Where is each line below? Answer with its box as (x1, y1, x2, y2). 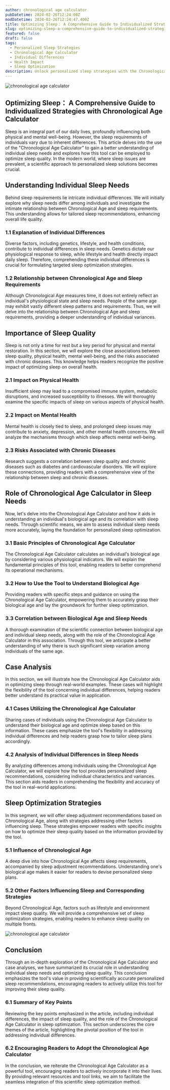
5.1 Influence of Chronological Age (5, 847, 92, 854)
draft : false (5, 36, 33, 41)
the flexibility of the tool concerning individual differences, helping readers (5, 687, 161, 693)
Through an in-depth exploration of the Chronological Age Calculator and (5, 959, 158, 966)
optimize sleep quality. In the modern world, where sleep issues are (5, 155, 146, 162)
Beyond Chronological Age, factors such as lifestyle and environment (5, 905, 150, 911)
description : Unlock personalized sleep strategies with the (5, 69, 137, 74)
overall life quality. (5, 216, 44, 222)
